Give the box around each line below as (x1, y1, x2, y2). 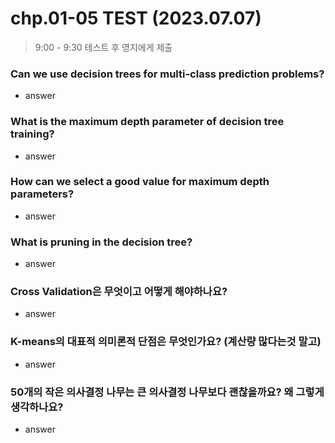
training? (10, 127, 55, 141)
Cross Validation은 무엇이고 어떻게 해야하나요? (10, 285, 228, 299)
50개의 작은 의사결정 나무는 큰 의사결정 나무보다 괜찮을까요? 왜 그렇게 (10, 385, 325, 399)
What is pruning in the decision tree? (10, 235, 193, 249)
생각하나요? (10, 400, 64, 414)
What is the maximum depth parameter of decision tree (10, 115, 285, 129)
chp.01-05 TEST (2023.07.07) (10, 7, 262, 30)
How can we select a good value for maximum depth (10, 175, 270, 189)
